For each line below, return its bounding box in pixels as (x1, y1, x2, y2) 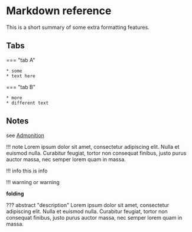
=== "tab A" (6, 56, 35, 63)
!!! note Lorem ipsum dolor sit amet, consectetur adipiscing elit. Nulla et (6, 143, 180, 150)
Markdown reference (6, 4, 112, 18)
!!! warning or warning (6, 178, 60, 185)
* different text (6, 100, 49, 106)
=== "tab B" (6, 83, 35, 90)
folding (6, 190, 24, 197)
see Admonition (6, 132, 44, 139)
